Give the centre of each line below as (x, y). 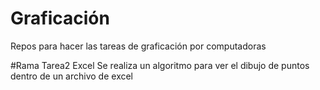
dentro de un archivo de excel (72, 76)
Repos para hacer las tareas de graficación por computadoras (138, 46)
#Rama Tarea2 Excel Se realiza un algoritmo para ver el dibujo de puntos (160, 65)
